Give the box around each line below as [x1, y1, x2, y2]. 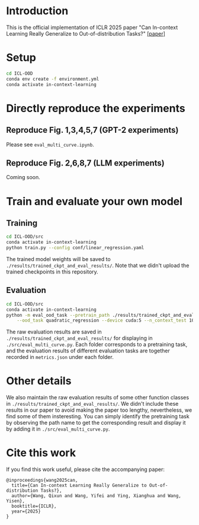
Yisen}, [6, 498, 25, 504]
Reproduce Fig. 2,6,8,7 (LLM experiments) [6, 158, 165, 168]
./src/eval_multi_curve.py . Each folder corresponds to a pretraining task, [6, 341, 188, 348]
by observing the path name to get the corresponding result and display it [6, 419, 186, 427]
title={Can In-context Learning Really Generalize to [11, 482, 147, 489]
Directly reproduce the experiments [6, 101, 185, 115]
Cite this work [6, 446, 76, 460]
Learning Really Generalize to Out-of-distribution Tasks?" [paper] [6, 30, 166, 37]
